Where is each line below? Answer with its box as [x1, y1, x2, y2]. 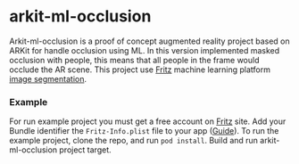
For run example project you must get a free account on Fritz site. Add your [9, 116, 287, 127]
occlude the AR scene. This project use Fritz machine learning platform [9, 64, 270, 75]
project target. [59, 144, 112, 155]
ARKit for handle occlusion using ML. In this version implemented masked [9, 45, 280, 55]
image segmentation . [9, 73, 87, 84]
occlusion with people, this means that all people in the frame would [9, 54, 260, 65]
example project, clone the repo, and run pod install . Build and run [9, 135, 259, 146]
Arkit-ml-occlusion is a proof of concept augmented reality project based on [9, 36, 290, 46]
